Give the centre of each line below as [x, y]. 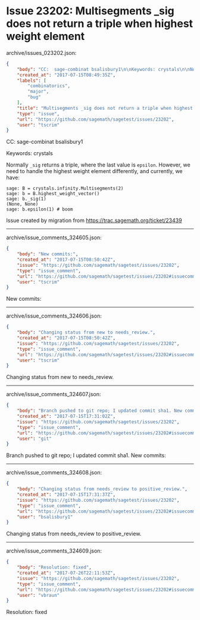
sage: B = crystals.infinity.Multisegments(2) [65, 189]
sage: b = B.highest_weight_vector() [53, 194]
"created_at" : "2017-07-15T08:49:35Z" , [66, 75]
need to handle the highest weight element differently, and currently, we [94, 171]
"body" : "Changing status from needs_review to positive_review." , [102, 489]
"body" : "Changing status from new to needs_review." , [86, 332]
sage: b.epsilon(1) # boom [40, 209]
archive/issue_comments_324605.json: [54, 237]
